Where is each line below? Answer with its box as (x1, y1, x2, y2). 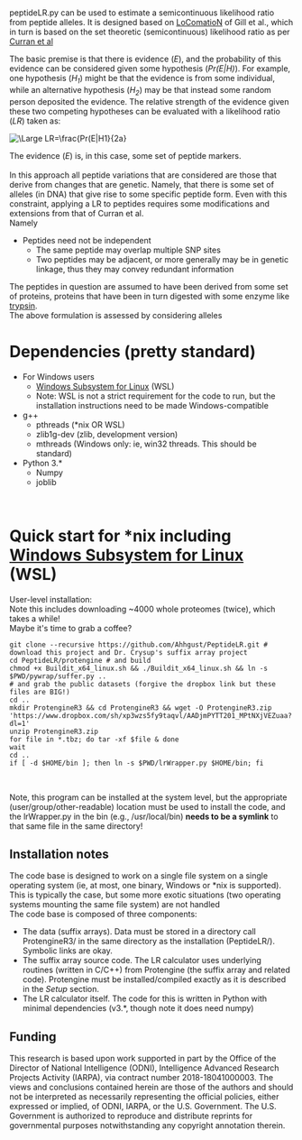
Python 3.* (22, 457, 63, 468)
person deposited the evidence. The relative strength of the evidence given (9, 96, 289, 106)
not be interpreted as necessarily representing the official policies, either (9, 1091, 279, 1102)
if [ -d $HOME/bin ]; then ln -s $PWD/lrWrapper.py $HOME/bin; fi (9, 758, 264, 768)
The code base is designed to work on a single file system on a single (9, 870, 269, 881)
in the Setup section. (22, 984, 100, 995)
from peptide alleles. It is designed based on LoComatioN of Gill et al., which (9, 17, 294, 28)
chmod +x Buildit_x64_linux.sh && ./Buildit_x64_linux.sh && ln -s (9, 664, 269, 673)
